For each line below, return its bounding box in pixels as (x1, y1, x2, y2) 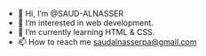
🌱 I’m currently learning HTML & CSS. (17, 27, 155, 37)
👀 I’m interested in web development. (17, 17, 154, 28)
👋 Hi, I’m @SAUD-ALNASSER (17, 9, 124, 18)
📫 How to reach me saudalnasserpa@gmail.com (17, 37, 197, 47)
